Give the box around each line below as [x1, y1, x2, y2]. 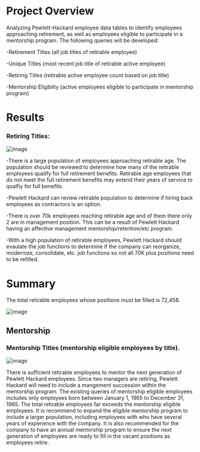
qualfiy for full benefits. [6, 183, 64, 190]
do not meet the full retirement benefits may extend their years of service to [6, 176, 193, 183]
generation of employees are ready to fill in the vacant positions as [6, 433, 170, 440]
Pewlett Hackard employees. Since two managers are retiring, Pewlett [6, 375, 178, 382]
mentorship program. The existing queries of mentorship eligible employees [6, 388, 193, 395]
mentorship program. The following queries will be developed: [6, 37, 159, 44]
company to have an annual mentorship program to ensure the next [6, 426, 172, 433]
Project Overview [6, 4, 94, 18]
